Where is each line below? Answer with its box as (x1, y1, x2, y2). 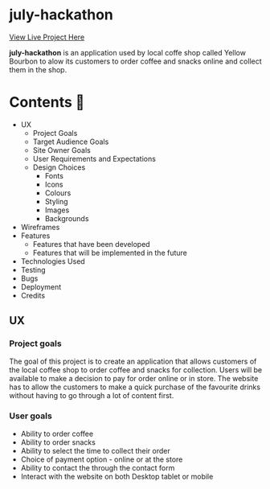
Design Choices (32, 162, 86, 172)
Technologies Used (20, 256, 85, 266)
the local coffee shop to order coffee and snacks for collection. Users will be (9, 364, 263, 375)
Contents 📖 (9, 93, 85, 112)
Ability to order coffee (20, 429, 94, 438)
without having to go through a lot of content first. (9, 390, 174, 400)
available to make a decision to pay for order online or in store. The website (9, 373, 259, 383)
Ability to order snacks (20, 437, 96, 447)
